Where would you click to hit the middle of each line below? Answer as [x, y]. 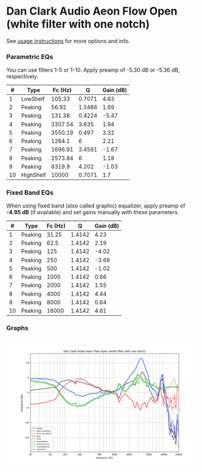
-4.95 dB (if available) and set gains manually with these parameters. [93, 212]
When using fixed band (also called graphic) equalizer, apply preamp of [96, 206]
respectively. [22, 77]
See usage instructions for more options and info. [68, 41]
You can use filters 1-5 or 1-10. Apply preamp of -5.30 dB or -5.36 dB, [93, 70]
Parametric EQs [30, 57]
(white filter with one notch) [78, 24]
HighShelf [33, 175]
